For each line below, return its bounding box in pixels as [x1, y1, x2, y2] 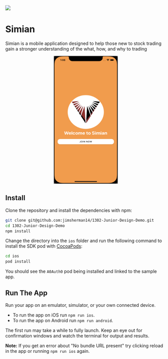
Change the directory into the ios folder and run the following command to [5, 237, 162, 244]
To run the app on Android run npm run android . [12, 317, 113, 323]
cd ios [5, 254, 19, 259]
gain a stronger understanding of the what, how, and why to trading [5, 45, 147, 52]
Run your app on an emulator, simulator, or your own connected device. [5, 302, 156, 308]
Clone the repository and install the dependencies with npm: [5, 207, 132, 213]
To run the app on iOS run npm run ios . [12, 312, 95, 318]
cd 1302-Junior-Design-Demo [5, 223, 65, 228]
